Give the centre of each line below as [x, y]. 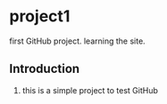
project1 [40, 16]
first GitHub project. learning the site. [77, 41]
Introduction [45, 69]
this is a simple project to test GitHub [90, 90]
